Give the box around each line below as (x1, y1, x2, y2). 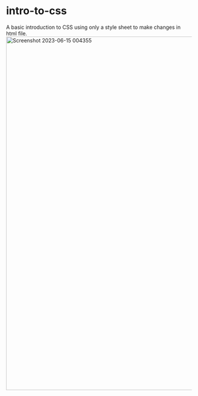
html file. (6, 29, 28, 37)
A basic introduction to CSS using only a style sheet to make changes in (6, 24, 181, 31)
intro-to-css (6, 4, 67, 18)
